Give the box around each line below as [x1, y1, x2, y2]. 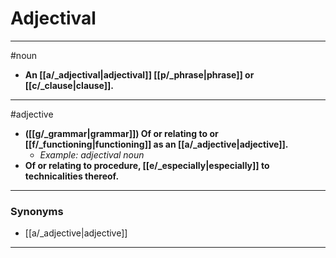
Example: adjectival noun [39, 148, 145, 161]
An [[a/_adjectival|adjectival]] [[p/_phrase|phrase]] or [24, 68, 255, 81]
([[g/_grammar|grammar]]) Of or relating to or [24, 127, 219, 139]
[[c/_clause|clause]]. [24, 79, 114, 91]
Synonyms [10, 204, 64, 218]
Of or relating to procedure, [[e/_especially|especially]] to [24, 159, 270, 171]
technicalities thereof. [24, 170, 120, 182]
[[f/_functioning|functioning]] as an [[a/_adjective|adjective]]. [24, 138, 289, 150]
